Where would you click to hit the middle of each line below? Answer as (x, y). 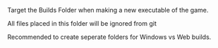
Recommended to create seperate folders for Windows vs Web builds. (109, 37)
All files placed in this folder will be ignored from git (82, 23)
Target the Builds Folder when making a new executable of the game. (108, 10)
